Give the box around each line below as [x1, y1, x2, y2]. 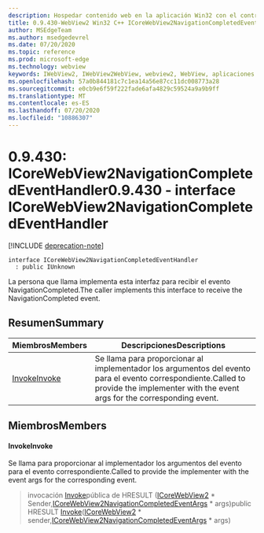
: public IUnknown [15, 263, 76, 271]
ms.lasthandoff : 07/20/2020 [8, 107, 101, 115]
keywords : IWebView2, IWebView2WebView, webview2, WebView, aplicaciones [8, 70, 255, 78]
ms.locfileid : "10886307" [8, 114, 93, 122]
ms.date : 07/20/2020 [8, 41, 76, 49]
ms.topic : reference [8, 48, 76, 56]
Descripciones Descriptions [121, 339, 226, 350]
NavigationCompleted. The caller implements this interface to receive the [8, 285, 243, 294]
